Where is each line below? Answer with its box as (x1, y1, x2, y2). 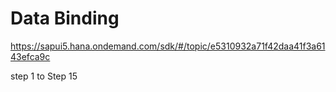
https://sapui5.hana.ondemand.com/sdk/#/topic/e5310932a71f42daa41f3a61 (10, 40, 326, 52)
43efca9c (10, 50, 51, 62)
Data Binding (10, 7, 120, 30)
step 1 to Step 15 (10, 70, 78, 82)
